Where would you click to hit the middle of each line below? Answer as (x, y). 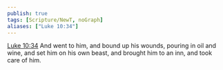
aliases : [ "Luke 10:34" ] (43, 26)
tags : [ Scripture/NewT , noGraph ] (55, 20)
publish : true (28, 13)
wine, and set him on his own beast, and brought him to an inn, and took (110, 53)
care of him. (24, 60)
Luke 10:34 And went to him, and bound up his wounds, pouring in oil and (111, 46)
